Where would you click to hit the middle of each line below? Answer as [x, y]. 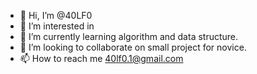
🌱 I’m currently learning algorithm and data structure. [129, 36]
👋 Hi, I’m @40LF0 [56, 15]
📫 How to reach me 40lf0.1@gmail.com [101, 58]
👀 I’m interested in [57, 26]
